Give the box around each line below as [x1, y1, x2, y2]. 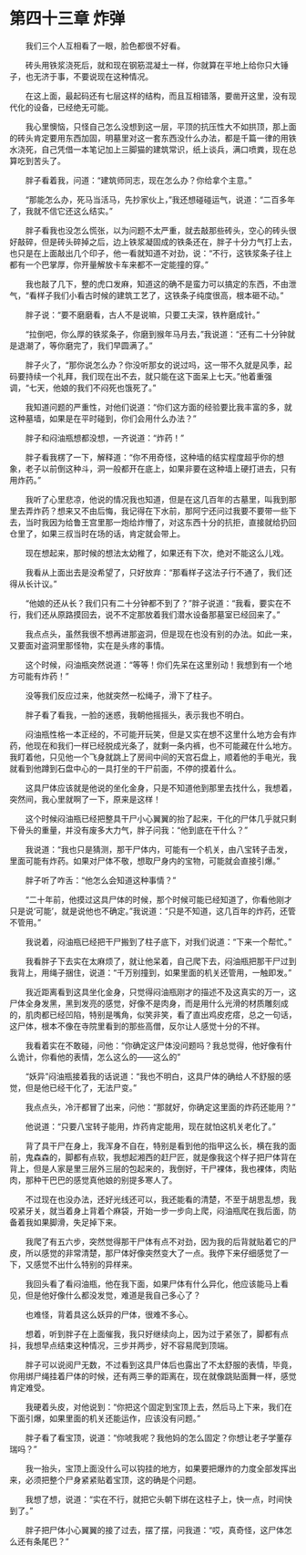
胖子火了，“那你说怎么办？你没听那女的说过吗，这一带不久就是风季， [25, 359, 285, 370]
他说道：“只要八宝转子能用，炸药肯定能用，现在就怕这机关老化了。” [25, 1121, 276, 1132]
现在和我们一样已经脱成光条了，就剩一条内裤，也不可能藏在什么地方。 [33, 740, 297, 751]
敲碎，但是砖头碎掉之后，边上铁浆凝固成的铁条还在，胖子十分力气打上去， [16, 236, 297, 247]
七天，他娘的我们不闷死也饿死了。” [28, 382, 157, 393]
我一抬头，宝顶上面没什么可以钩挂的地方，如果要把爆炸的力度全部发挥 [25, 1463, 289, 1474]
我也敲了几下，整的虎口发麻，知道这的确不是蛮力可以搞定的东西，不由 [25, 278, 289, 289]
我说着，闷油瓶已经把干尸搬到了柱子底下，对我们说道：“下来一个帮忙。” [25, 936, 292, 947]
